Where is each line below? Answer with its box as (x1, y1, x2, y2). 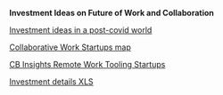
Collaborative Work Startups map (9, 42, 132, 52)
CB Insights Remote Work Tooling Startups (9, 59, 166, 69)
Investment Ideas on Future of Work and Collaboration (9, 8, 214, 18)
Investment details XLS (9, 76, 94, 87)
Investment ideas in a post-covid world (9, 25, 153, 35)
